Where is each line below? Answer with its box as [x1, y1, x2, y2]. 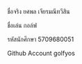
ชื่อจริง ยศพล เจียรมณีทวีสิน [7, 8, 70, 15]
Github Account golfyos [7, 49, 75, 57]
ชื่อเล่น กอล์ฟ [7, 22, 37, 29]
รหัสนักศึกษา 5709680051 [7, 35, 74, 43]
